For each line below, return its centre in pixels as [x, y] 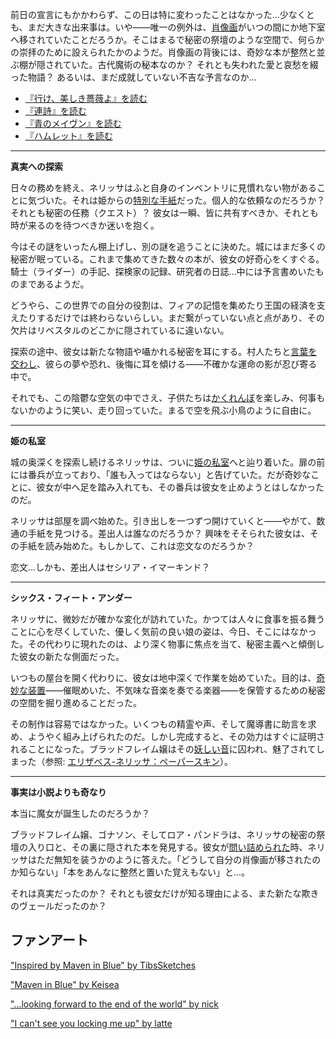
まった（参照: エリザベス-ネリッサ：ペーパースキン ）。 [121, 761]
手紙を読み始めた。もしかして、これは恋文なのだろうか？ [136, 546]
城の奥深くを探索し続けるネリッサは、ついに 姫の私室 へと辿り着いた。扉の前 [168, 462]
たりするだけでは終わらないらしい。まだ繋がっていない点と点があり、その [171, 317]
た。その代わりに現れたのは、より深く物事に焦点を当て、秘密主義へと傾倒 [163, 644]
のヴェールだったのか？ [58, 906]
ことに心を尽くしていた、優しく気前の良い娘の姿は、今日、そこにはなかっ [163, 631]
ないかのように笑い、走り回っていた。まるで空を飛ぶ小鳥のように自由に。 [163, 410]
